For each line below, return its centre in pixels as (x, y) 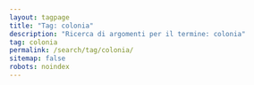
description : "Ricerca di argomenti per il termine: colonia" (127, 34)
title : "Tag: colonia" (51, 26)
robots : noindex (39, 67)
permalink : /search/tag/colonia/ (72, 50)
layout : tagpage (39, 17)
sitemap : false (38, 58)
